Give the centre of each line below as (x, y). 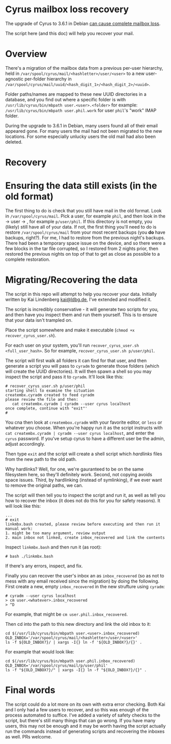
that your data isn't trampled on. (39, 320)
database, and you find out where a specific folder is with (66, 99)
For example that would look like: (40, 652)
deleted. (14, 142)
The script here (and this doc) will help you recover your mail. (70, 33)
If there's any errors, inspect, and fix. (44, 566)
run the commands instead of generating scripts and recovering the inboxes (85, 731)
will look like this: (23, 506)
